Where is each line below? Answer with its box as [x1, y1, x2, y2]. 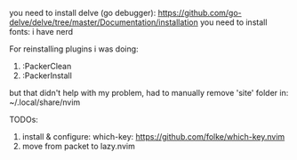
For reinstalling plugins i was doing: [9, 44, 140, 54]
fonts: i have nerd [9, 27, 74, 36]
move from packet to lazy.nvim [21, 141, 135, 151]
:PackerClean [21, 61, 72, 71]
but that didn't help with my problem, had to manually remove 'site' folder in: [9, 88, 289, 98]
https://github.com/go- [157, 8, 242, 18]
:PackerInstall [21, 70, 73, 81]
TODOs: [9, 115, 38, 124]
